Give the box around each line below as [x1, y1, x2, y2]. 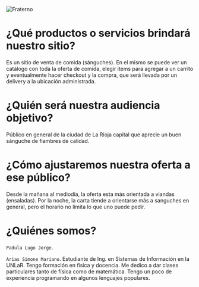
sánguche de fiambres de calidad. [6, 137, 90, 144]
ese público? [6, 171, 71, 185]
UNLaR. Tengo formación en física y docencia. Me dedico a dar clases [6, 261, 179, 269]
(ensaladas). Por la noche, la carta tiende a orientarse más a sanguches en [6, 196, 189, 204]
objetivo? [6, 111, 53, 125]
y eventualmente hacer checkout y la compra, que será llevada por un [6, 71, 177, 79]
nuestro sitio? [6, 39, 75, 53]
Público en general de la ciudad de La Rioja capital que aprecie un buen [6, 131, 182, 138]
